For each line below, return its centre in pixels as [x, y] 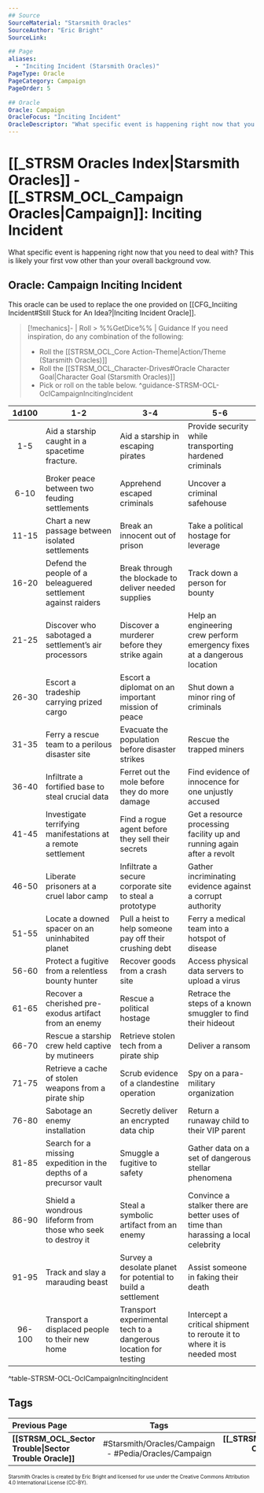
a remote [62, 844]
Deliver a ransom [219, 1045]
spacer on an [70, 928]
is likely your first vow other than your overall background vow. [110, 260]
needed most [213, 1354]
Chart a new [68, 521]
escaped [136, 493]
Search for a [68, 1143]
